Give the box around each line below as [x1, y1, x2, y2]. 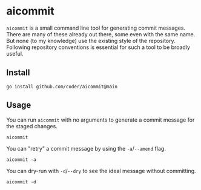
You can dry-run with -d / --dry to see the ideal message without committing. [6, 167, 196, 174]
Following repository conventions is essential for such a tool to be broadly [6, 44, 191, 51]
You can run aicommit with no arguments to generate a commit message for [6, 116, 195, 123]
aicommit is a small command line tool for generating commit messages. [6, 24, 186, 31]
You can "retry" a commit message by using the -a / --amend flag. [6, 145, 166, 152]
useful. [6, 50, 24, 57]
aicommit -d [6, 179, 36, 185]
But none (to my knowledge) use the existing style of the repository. [6, 37, 176, 44]
